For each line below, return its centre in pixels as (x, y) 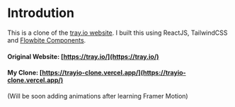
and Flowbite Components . (47, 40)
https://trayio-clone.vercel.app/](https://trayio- (114, 73)
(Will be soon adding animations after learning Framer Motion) (98, 96)
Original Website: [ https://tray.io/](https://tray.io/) (83, 56)
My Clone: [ (25, 73)
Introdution (41, 13)
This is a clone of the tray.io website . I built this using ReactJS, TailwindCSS (117, 33)
